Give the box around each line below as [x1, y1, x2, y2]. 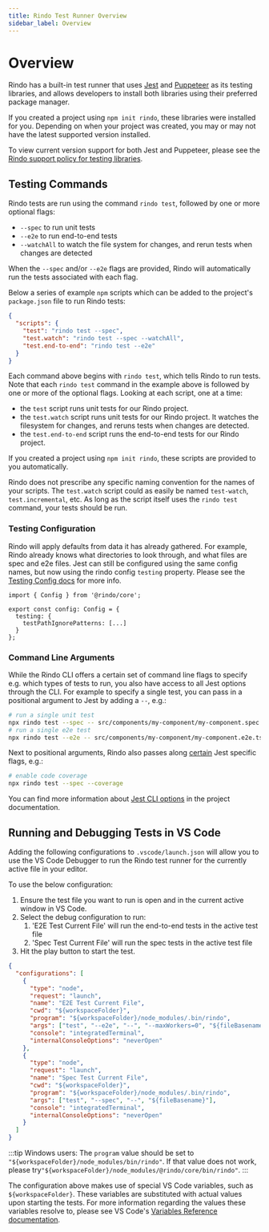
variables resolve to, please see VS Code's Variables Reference [8, 1206, 218, 1216]
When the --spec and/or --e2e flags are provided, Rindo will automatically [8, 264, 251, 274]
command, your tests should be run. [8, 503, 128, 513]
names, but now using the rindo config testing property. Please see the [8, 567, 246, 576]
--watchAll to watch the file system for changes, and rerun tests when [19, 240, 252, 250]
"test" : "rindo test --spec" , [22, 327, 124, 335]
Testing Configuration [8, 523, 96, 535]
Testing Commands [8, 177, 108, 191]
